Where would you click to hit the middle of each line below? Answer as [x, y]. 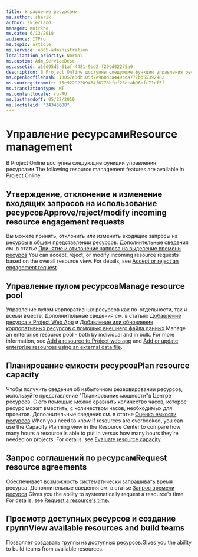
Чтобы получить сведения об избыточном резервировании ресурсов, [95, 389]
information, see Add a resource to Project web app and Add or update [92, 341]
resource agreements [47, 467]
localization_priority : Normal [44, 56]
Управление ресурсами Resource [92, 134]
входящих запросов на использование [82, 203]
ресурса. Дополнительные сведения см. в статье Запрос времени [90, 487]
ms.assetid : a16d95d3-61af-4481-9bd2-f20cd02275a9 [70, 66]
